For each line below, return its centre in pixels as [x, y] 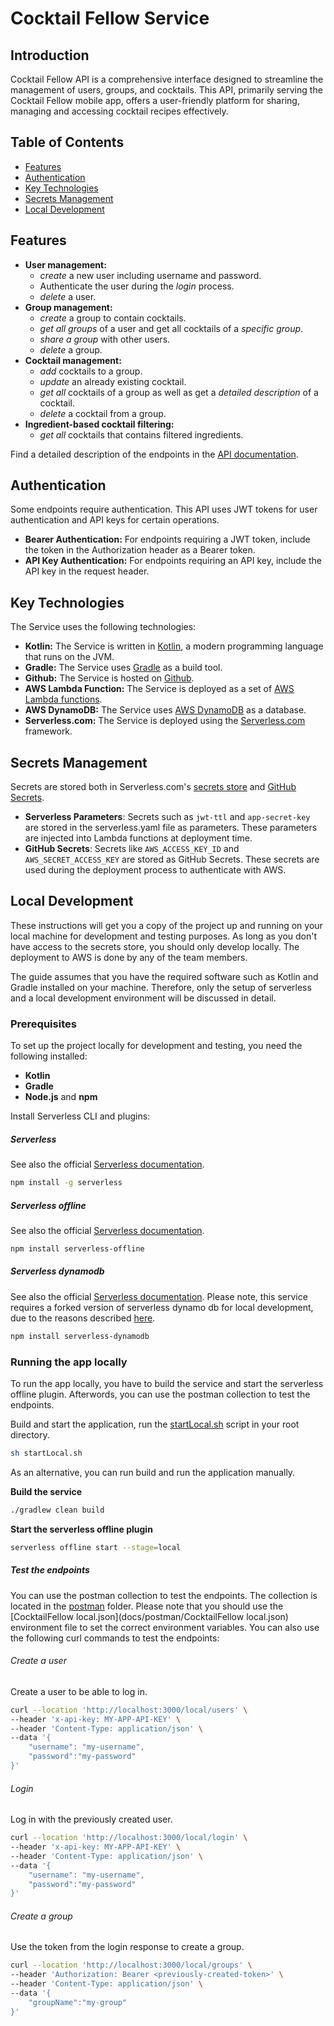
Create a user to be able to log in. [79, 1691]
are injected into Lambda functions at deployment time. [138, 838]
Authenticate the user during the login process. [137, 286]
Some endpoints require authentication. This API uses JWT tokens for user [164, 509]
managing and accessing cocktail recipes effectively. [119, 111]
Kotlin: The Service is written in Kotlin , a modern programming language [174, 646]
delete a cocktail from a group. [103, 413]
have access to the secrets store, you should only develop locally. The [155, 946]
